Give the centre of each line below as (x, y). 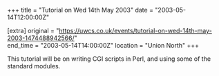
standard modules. (34, 66)
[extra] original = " (33, 31)
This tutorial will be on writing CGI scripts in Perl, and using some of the (109, 59)
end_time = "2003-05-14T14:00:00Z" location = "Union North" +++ (103, 45)
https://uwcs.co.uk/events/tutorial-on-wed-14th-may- (135, 31)
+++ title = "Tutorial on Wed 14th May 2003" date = (80, 10)
